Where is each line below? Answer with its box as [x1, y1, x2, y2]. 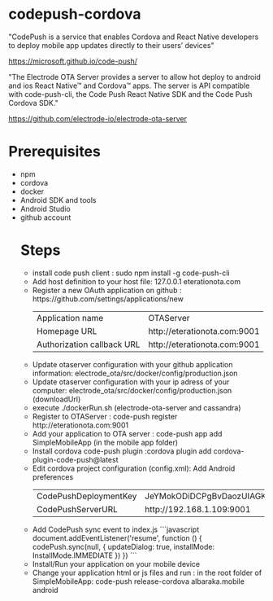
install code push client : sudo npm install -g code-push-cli [32, 268, 230, 278]
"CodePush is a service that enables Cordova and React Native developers [8, 32, 259, 42]
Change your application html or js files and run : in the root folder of [32, 568, 262, 577]
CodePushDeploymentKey [36, 490, 137, 502]
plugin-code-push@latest [32, 454, 119, 464]
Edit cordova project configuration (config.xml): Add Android [32, 463, 236, 473]
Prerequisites [8, 143, 102, 161]
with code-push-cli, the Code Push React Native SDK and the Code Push [8, 89, 253, 99]
